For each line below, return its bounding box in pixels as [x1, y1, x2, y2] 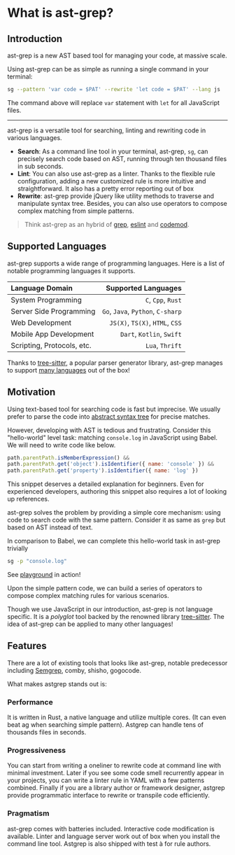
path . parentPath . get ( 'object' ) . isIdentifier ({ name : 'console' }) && [7, 461, 215, 468]
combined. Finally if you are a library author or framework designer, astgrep [7, 784, 225, 792]
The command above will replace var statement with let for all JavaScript [7, 98, 220, 106]
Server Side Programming [10, 306, 96, 316]
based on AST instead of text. [7, 523, 93, 531]
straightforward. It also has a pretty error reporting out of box [17, 184, 194, 193]
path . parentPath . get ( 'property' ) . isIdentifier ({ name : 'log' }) [7, 467, 199, 474]
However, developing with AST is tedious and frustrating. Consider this [7, 426, 211, 434]
